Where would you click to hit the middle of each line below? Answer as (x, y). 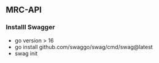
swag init (26, 53)
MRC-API (24, 10)
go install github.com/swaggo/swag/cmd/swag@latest (83, 47)
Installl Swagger (30, 27)
